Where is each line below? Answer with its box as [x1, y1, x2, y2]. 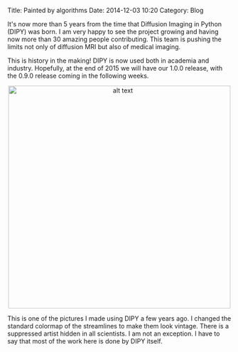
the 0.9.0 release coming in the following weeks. [7, 71, 149, 80]
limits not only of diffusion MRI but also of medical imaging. [7, 43, 181, 51]
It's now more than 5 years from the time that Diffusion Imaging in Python [7, 20, 222, 28]
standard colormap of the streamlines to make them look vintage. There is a [7, 322, 229, 330]
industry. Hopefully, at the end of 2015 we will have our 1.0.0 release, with [7, 64, 223, 72]
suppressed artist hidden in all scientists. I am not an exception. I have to [7, 329, 220, 338]
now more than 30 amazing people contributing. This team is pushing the [7, 35, 222, 43]
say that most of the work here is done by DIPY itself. [7, 337, 163, 345]
